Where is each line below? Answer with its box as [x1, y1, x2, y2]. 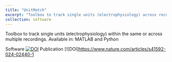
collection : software [5, 17, 52, 22]
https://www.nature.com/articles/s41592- [78, 46, 166, 52]
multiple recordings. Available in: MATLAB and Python [5, 36, 119, 42]
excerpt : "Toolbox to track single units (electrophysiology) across [5, 12, 157, 17]
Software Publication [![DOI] [5, 46, 79, 52]
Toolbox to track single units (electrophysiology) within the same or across [5, 31, 163, 37]
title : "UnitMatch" [5, 7, 47, 13]
